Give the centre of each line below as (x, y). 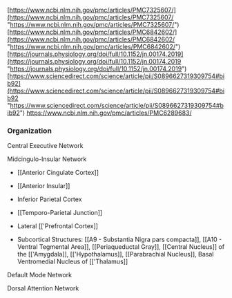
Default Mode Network (40, 275)
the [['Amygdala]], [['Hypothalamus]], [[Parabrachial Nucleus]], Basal (115, 254)
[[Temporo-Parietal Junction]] (60, 213)
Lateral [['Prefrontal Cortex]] (58, 226)
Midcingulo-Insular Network (47, 159)
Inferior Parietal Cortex (49, 199)
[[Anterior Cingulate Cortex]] (58, 173)
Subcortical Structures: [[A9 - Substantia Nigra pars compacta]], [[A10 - (119, 240)
